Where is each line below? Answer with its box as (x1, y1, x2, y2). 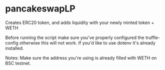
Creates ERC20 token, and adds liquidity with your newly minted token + (5, 19, 154, 25)
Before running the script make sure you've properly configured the (5, 34, 145, 40)
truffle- (145, 34, 160, 40)
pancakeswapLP (5, 3, 76, 14)
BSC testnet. (5, 60, 31, 66)
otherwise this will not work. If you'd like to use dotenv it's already (19, 39, 156, 45)
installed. (5, 45, 24, 51)
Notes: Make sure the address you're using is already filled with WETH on (5, 54, 157, 60)
